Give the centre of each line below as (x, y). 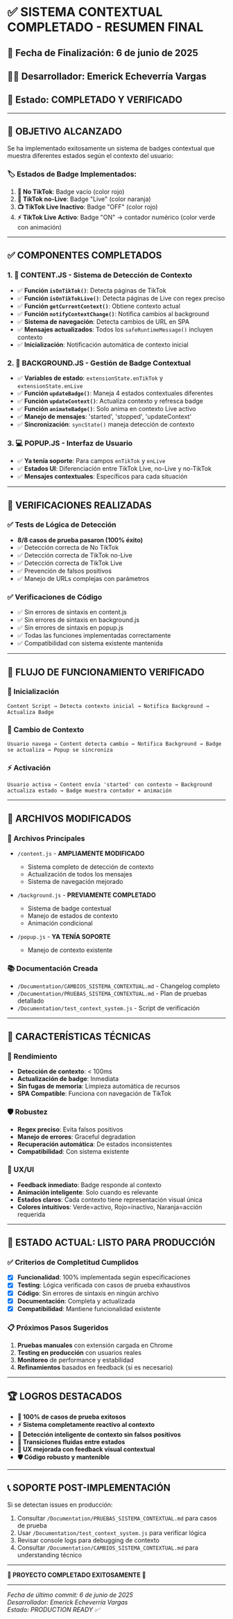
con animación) (40, 227)
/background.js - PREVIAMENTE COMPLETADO (86, 895)
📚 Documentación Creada (53, 969)
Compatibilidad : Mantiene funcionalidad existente (89, 1308)
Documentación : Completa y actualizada (76, 1301)
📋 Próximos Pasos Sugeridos (58, 1327)
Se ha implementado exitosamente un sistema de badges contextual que (111, 148)
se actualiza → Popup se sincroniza (60, 750)
